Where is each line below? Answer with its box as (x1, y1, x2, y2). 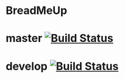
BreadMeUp (5, 4, 68, 18)
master (5, 32, 43, 46)
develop (5, 59, 48, 73)
